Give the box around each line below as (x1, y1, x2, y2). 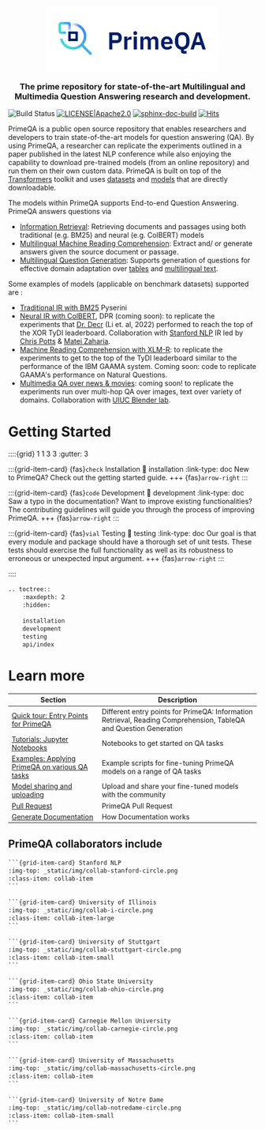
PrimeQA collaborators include (8, 837, 163, 850)
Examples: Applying (11, 754, 77, 763)
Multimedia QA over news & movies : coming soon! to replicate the (19, 379, 234, 388)
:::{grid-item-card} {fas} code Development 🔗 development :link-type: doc (8, 488, 244, 497)
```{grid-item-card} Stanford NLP (8, 859, 122, 867)
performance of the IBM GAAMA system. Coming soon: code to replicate (19, 362, 257, 371)
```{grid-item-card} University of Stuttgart (8, 938, 160, 946)
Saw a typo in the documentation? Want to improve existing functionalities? (8, 496, 252, 506)
